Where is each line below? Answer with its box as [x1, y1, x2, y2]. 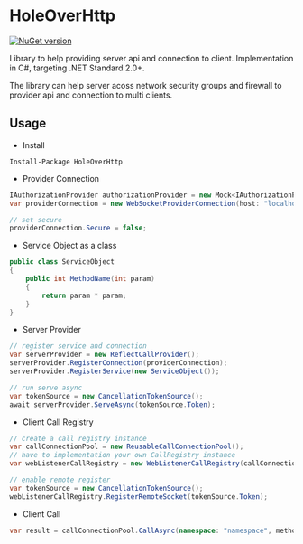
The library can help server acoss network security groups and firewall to [9, 80, 282, 90]
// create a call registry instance [9, 434, 147, 443]
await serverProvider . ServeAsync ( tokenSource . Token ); [9, 399, 216, 409]
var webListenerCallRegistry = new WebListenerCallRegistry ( [9, 459, 244, 468]
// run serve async [9, 383, 83, 392]
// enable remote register [9, 475, 111, 484]
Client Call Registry [22, 417, 94, 427]
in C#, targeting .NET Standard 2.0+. [9, 62, 145, 73]
